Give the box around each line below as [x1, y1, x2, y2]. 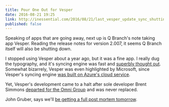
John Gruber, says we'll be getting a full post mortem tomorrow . [5, 96, 137, 102]
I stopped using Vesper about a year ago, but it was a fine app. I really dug [5, 56, 159, 62]
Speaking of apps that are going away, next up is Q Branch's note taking [5, 35, 155, 41]
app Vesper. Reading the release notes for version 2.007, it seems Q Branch [5, 41, 162, 47]
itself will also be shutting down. [5, 46, 72, 52]
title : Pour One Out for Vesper [5, 7, 73, 13]
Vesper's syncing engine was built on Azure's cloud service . [5, 71, 131, 78]
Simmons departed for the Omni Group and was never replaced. [5, 86, 138, 93]
